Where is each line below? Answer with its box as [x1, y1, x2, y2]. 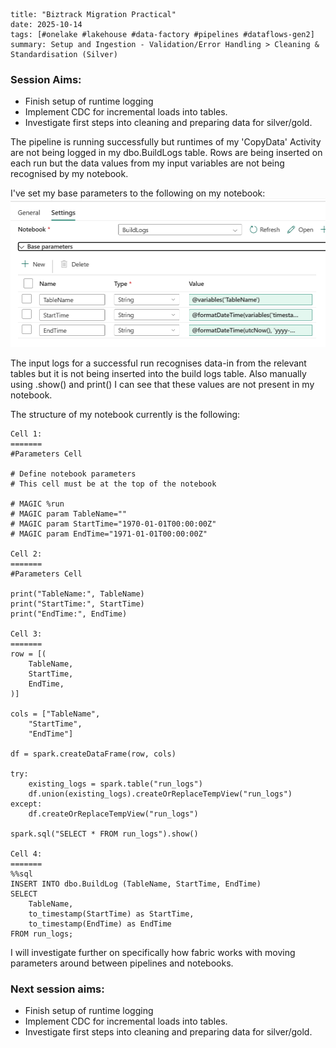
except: [10, 799, 43, 809]
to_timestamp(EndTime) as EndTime [28, 919, 172, 929]
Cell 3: [10, 629, 43, 639]
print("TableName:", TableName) [10, 589, 145, 599]
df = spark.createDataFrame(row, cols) [10, 749, 177, 759]
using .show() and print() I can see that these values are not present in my [10, 378, 315, 390]
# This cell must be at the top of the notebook [10, 479, 217, 489]
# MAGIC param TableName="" [10, 509, 128, 519]
